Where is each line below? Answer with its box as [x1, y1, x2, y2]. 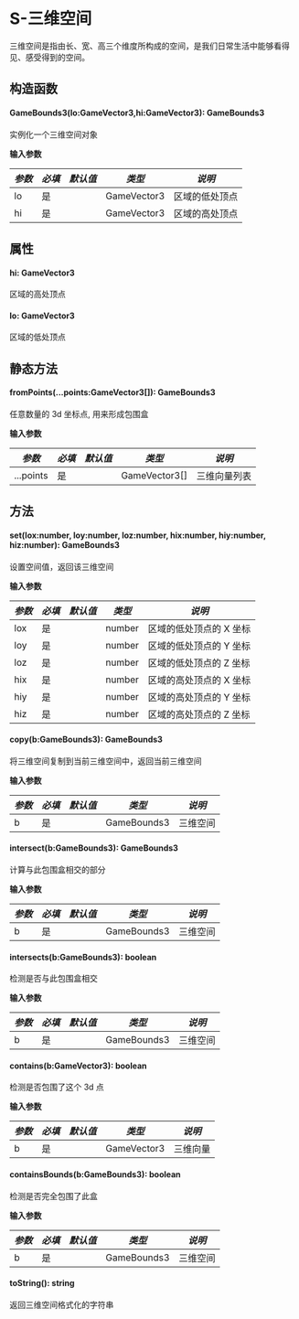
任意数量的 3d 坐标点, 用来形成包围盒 [9, 408, 149, 419]
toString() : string [9, 1278, 75, 1289]
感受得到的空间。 [25, 51, 90, 62]
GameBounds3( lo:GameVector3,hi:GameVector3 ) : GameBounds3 [9, 107, 265, 118]
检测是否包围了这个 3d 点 [9, 1081, 105, 1093]
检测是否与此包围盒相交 [9, 973, 98, 984]
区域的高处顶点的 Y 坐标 [147, 691, 251, 703]
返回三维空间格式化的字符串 [9, 1299, 114, 1310]
